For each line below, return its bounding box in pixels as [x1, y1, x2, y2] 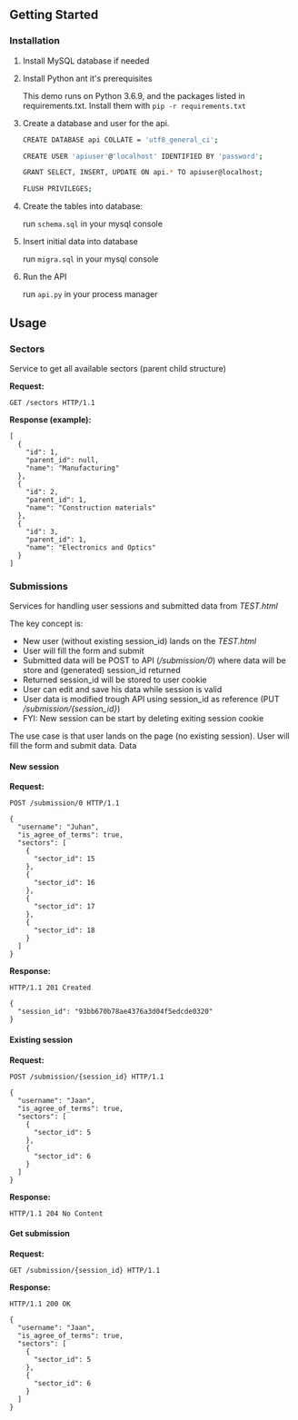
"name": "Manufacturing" [25, 463, 120, 472]
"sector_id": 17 [33, 902, 95, 911]
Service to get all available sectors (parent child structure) [9, 362, 227, 373]
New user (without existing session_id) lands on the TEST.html [22, 636, 257, 647]
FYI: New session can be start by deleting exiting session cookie [22, 713, 264, 724]
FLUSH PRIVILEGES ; [22, 184, 93, 194]
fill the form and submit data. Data [9, 740, 137, 751]
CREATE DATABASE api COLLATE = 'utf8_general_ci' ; [22, 135, 219, 144]
